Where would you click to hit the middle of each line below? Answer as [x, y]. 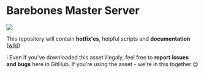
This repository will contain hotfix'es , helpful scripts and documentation [98, 39]
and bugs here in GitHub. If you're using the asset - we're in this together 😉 [103, 64]
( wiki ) [13, 45]
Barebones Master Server [73, 11]
